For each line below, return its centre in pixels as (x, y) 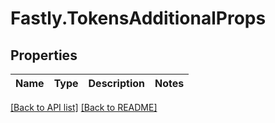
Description (116, 83)
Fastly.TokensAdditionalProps (138, 18)
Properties (44, 55)
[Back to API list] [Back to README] (84, 107)
